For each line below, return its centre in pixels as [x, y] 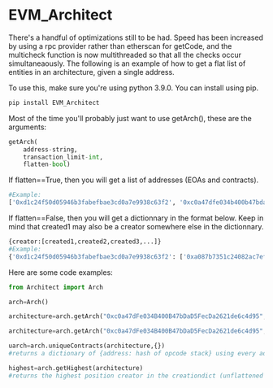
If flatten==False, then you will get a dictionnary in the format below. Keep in [136, 218]
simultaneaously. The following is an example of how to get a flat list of [127, 63]
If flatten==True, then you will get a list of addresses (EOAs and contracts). [134, 180]
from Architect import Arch [56, 287]
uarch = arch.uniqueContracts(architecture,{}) [87, 346]
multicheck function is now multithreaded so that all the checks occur [125, 54]
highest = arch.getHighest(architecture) [76, 368]
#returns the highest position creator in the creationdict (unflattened [136, 376]
